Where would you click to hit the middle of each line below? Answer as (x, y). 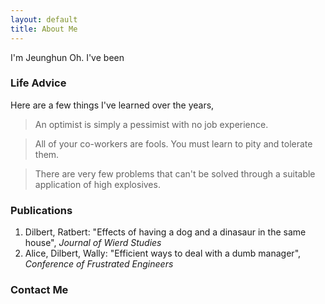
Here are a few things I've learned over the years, (112, 105)
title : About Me (44, 29)
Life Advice (38, 83)
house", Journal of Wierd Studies (93, 243)
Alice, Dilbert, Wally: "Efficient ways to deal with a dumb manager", (163, 253)
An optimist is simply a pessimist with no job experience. (151, 124)
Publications (41, 210)
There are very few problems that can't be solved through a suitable (175, 173)
